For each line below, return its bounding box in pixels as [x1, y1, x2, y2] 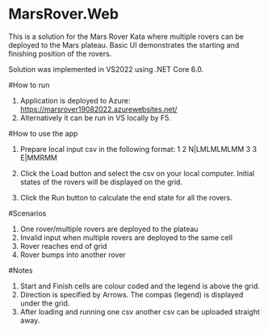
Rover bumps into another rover [19, 250, 127, 259]
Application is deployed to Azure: [19, 95, 131, 105]
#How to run [8, 80, 50, 90]
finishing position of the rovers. [8, 48, 112, 58]
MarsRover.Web [8, 5, 119, 23]
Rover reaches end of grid [19, 241, 107, 251]
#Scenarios [8, 208, 47, 218]
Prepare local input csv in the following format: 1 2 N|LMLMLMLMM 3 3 [19, 144, 257, 154]
